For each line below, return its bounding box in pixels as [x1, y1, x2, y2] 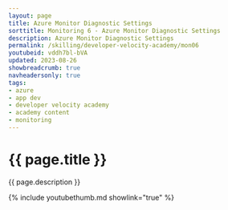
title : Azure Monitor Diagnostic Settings [8, 19, 153, 27]
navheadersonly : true [8, 71, 81, 79]
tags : [8, 79, 26, 87]
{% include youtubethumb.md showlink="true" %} [8, 192, 175, 202]
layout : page [8, 11, 52, 20]
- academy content [8, 109, 70, 117]
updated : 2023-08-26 [8, 57, 78, 65]
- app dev [8, 94, 42, 102]
